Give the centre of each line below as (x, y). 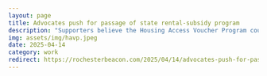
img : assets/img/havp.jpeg (53, 38)
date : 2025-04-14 (37, 45)
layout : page (30, 15)
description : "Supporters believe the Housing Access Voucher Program (128, 30)
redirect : (25, 60)
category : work (33, 52)
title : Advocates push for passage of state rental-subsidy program (124, 23)
